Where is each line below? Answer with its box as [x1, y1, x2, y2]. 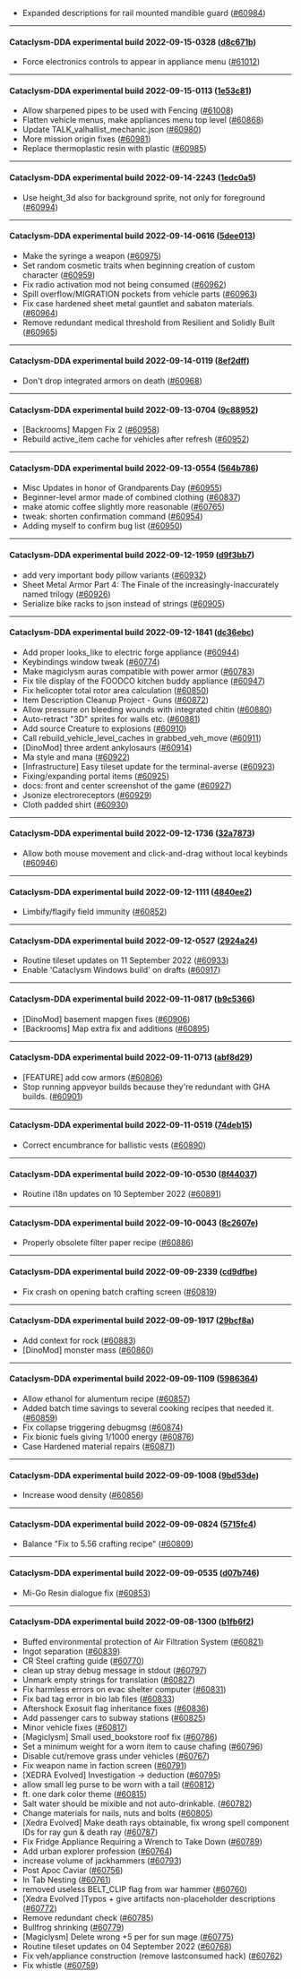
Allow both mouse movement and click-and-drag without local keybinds [21, 848, 288, 859]
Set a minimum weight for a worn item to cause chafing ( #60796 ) [21, 1741, 263, 1751]
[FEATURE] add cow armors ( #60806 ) [21, 1071, 163, 1082]
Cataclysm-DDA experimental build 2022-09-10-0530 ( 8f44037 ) [9, 1168, 258, 1179]
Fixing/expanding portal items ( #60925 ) [21, 770, 170, 781]
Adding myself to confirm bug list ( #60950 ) [21, 521, 183, 531]
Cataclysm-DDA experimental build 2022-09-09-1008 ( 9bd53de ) [9, 1469, 260, 1481]
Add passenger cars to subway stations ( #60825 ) [21, 1712, 206, 1723]
